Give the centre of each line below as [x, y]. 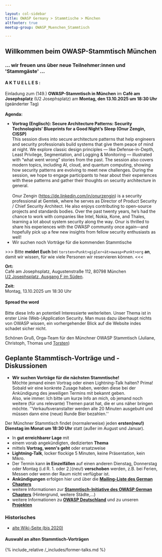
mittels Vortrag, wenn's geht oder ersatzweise [59, 448]
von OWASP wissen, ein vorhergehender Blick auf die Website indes [73, 323]
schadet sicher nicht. [26, 328]
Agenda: [14, 114]
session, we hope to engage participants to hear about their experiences [84, 175]
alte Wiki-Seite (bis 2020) [37, 528]
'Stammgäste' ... [25, 71]
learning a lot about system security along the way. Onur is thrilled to [81, 221]
